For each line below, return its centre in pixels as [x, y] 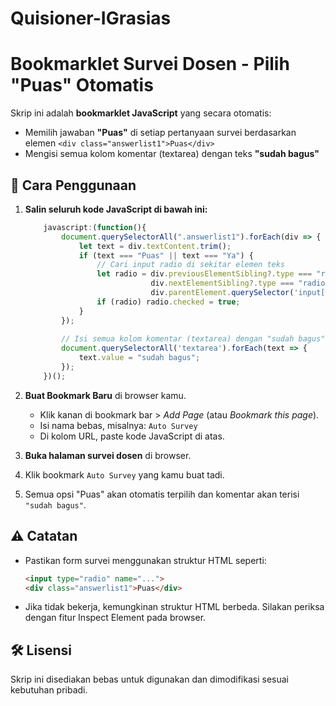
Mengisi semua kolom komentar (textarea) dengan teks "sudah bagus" [172, 154]
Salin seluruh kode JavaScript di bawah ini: [116, 209]
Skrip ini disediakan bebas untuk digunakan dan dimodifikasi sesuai [149, 679]
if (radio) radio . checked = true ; [168, 302]
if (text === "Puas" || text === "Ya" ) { [166, 255]
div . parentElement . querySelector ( [222, 293]
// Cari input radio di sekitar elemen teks [191, 265]
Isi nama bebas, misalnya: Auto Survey [118, 425]
